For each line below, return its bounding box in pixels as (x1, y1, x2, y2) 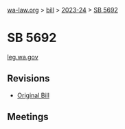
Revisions (7, 72, 50, 85)
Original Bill (16, 91, 50, 99)
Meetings (7, 111, 49, 123)
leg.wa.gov (7, 52, 39, 61)
